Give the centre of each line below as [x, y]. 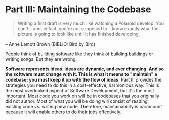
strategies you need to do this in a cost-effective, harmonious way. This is [82, 85]
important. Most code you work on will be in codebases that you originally [82, 96]
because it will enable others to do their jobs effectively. [64, 112]
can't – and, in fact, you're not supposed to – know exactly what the [88, 28]
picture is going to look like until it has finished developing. [79, 34]
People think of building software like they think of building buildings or [79, 54]
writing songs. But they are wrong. [41, 59]
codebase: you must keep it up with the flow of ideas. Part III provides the [83, 79]
